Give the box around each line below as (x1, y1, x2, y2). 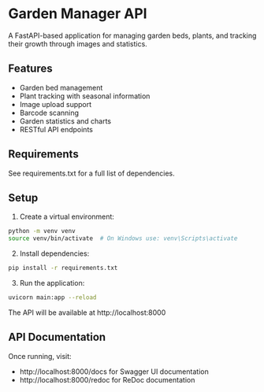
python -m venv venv (8, 227, 76, 235)
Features (8, 62, 53, 76)
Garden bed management (19, 83, 103, 92)
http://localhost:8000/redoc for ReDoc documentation (19, 375, 195, 384)
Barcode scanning (19, 108, 80, 117)
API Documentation (8, 331, 106, 344)
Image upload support (19, 99, 92, 109)
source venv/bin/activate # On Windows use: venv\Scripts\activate (8, 235, 238, 242)
